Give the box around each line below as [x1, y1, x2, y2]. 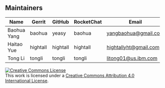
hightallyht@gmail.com [106, 44, 160, 50]
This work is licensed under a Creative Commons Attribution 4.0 [5, 72, 135, 78]
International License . [5, 78, 49, 84]
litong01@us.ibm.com [106, 55, 158, 62]
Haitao [7, 41, 23, 47]
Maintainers [5, 4, 43, 12]
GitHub [52, 18, 69, 25]
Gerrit [31, 18, 46, 25]
